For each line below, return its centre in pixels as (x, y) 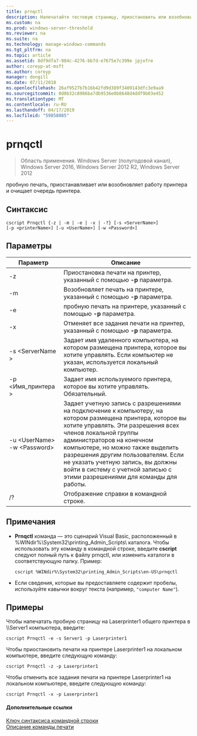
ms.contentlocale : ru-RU (36, 104)
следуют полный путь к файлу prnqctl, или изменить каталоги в (94, 555)
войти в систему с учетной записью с (118, 469)
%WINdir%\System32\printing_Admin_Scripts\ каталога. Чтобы (92, 542)
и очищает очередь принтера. (44, 191)
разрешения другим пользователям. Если (124, 454)
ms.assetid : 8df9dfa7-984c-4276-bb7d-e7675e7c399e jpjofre (80, 61)
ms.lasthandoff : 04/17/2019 (40, 110)
